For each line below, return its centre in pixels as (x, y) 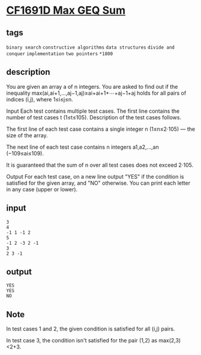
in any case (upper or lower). (42, 189)
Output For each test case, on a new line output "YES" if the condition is (95, 176)
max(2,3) (170, 341)
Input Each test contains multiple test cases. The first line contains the (93, 111)
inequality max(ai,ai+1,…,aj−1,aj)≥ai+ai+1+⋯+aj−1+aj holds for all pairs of (96, 93)
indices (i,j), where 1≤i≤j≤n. (40, 99)
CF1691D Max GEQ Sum (66, 10)
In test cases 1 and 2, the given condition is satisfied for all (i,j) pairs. (91, 329)
